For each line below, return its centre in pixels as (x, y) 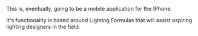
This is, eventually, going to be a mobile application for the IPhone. (89, 9)
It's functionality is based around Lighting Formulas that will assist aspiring (99, 20)
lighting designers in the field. (43, 27)
